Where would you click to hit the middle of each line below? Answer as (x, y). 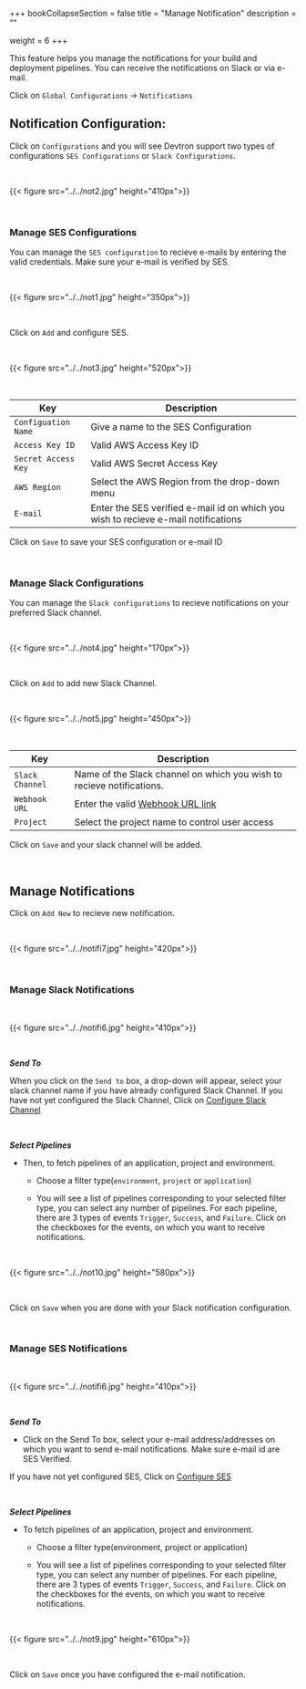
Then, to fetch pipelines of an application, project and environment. (149, 1162)
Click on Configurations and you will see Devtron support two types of (142, 146)
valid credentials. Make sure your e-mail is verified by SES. (120, 262)
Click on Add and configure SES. (69, 333)
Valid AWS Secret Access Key (154, 464)
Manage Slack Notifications (72, 990)
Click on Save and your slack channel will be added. (106, 845)
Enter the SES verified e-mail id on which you (188, 508)
